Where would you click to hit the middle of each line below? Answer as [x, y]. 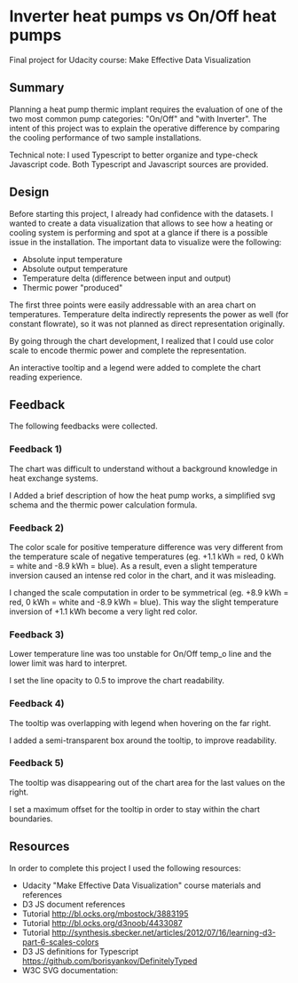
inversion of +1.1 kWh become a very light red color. [103, 611]
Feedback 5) [37, 763]
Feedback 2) [37, 528]
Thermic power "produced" [72, 287]
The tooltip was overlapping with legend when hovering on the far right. [140, 723]
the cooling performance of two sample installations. [106, 137]
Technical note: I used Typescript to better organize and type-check [134, 155]
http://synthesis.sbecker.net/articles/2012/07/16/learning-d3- [164, 932]
